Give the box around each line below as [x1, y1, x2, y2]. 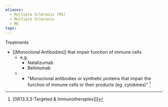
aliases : [5, 7, 23, 12]
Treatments [5, 39, 29, 45]
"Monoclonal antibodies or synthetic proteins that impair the [27, 76, 151, 82]
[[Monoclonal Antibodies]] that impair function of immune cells [12, 49, 142, 55]
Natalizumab [27, 60, 53, 66]
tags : [5, 26, 16, 31]
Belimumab [27, 65, 51, 71]
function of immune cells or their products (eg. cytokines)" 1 [27, 81, 151, 88]
